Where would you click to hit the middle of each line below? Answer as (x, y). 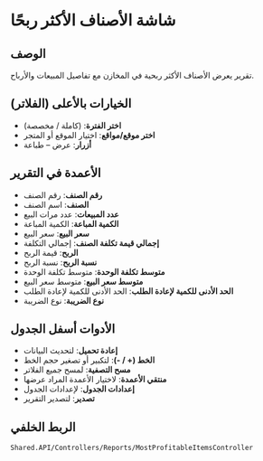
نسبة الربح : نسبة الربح (60, 262)
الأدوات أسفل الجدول (63, 329)
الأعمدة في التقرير (56, 173)
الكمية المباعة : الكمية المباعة (71, 223)
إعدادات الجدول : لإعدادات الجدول (79, 389)
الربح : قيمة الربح (51, 252)
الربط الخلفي (43, 427)
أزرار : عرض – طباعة (57, 145)
